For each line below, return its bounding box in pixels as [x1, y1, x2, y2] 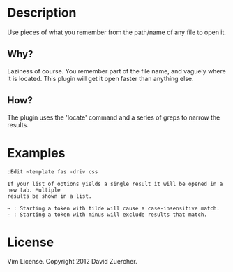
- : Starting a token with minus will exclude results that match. [7, 211, 208, 218]
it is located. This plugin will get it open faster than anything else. [7, 74, 194, 83]
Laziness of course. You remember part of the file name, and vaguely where [7, 66, 227, 75]
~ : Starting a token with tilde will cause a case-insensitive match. [7, 205, 220, 212]
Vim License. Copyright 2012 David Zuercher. [7, 257, 137, 266]
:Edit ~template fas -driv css [7, 168, 98, 176]
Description [7, 5, 77, 21]
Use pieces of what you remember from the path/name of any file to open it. [7, 28, 227, 36]
